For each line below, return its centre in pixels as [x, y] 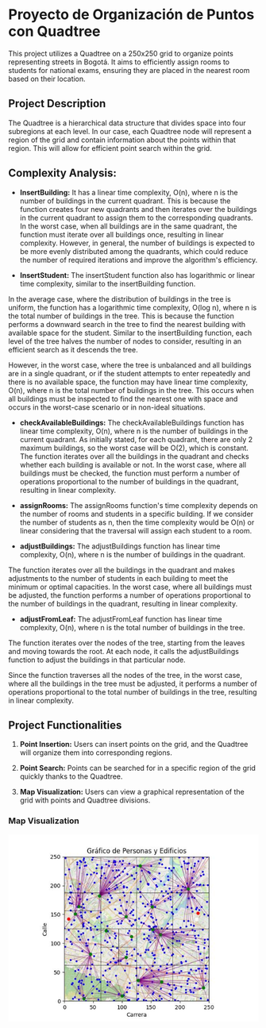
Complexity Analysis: [62, 173]
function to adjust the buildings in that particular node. [97, 660]
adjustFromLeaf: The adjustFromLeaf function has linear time [121, 619]
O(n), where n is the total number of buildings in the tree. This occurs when [131, 390]
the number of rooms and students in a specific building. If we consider [137, 514]
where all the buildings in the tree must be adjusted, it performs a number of [133, 683]
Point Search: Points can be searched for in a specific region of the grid [138, 768]
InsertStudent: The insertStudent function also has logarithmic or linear [137, 275]
